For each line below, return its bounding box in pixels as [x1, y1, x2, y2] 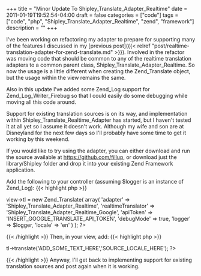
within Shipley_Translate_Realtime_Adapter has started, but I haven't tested [6, 116, 191, 124]
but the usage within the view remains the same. [6, 74, 126, 81]
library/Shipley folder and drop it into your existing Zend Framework [6, 160, 173, 167]
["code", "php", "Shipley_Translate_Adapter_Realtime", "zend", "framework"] [6, 18, 194, 25]
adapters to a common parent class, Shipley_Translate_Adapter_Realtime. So [6, 61, 195, 68]
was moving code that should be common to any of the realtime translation [6, 55, 192, 62]
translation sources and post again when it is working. [6, 263, 140, 269]
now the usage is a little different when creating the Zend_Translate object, [6, 68, 191, 74]
